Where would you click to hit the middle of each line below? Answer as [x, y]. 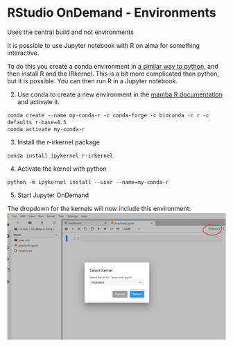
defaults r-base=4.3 [37, 122]
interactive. [23, 53]
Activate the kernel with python [62, 169]
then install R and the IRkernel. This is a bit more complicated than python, [113, 74]
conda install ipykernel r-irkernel [60, 155]
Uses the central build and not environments [70, 32]
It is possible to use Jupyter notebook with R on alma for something [103, 45]
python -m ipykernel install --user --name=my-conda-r [88, 182]
